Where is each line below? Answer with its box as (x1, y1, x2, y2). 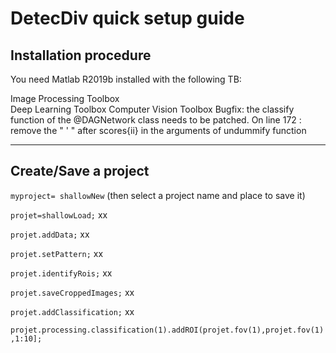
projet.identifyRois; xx (10, 267, 113, 279)
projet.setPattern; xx (10, 247, 104, 259)
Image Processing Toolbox (10, 93, 120, 104)
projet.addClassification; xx (10, 305, 135, 317)
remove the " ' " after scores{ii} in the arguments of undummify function (10, 125, 307, 136)
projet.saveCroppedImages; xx (10, 286, 135, 298)
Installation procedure (10, 47, 152, 64)
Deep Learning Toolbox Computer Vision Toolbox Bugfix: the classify (10, 103, 295, 115)
